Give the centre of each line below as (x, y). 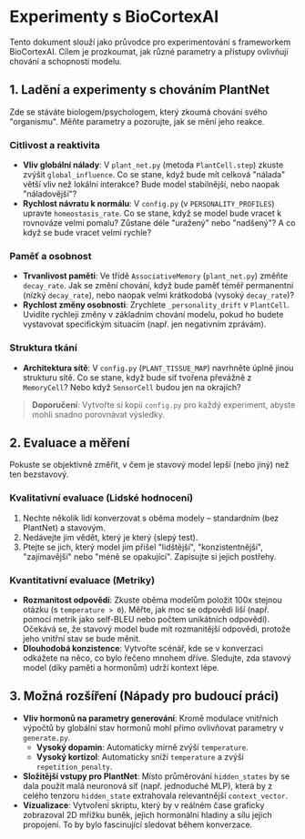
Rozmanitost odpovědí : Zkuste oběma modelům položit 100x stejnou (152, 600)
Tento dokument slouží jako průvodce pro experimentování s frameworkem (150, 42)
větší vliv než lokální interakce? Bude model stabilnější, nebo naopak (151, 185)
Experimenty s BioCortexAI (114, 17)
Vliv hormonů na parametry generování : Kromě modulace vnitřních (150, 718)
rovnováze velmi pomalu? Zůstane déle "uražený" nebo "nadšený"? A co (159, 223)
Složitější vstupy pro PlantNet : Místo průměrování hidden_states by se (156, 776)
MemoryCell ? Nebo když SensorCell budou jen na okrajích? (132, 387)
